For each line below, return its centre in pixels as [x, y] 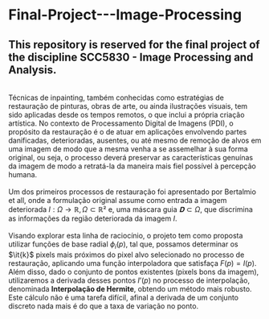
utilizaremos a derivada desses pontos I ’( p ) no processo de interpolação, [129, 280]
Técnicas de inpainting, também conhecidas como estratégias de [116, 97]
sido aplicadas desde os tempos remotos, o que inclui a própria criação [126, 115]
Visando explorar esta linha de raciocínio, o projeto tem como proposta [126, 236]
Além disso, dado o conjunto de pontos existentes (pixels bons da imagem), [134, 271]
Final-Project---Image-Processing [125, 15]
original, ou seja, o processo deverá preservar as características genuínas [131, 157]
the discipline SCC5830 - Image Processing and [131, 57]
